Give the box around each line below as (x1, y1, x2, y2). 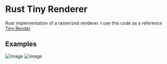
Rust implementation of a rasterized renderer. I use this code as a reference (5, 20, 162, 26)
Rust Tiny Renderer (5, 3, 88, 15)
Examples (5, 40, 37, 48)
